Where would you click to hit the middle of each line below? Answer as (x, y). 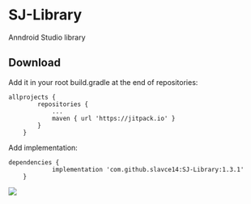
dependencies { (34, 162)
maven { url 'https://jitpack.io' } (113, 118)
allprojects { (32, 97)
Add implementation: (43, 147)
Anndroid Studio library (47, 37)
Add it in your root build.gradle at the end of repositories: (103, 82)
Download (34, 63)
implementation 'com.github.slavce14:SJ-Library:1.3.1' (148, 169)
